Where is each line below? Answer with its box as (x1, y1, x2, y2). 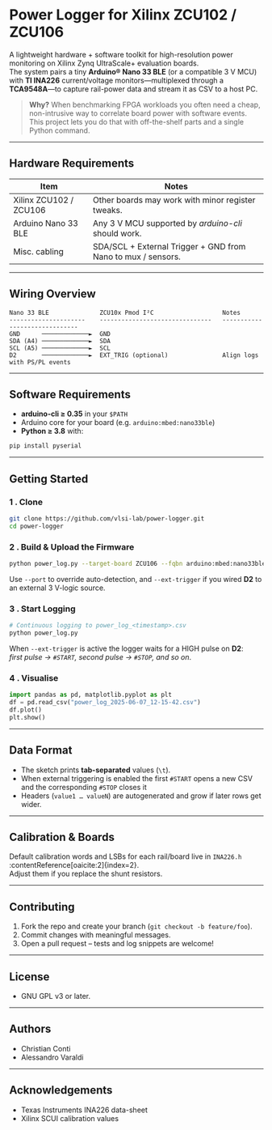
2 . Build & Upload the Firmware (9, 541, 135, 552)
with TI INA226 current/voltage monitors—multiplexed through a (9, 75, 224, 85)
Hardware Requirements (9, 156, 135, 171)
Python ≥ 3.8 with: (20, 427, 84, 436)
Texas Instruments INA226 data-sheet (20, 1105, 149, 1115)
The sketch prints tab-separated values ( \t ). (20, 765, 171, 775)
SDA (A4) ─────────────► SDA (9, 337, 111, 345)
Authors (9, 1022, 52, 1036)
